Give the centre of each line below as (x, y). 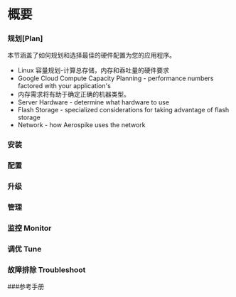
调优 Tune (25, 249)
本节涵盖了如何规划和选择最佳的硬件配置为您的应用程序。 (91, 55)
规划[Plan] (25, 38)
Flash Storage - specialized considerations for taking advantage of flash (123, 110)
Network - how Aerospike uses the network (81, 125)
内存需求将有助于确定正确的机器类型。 (74, 94)
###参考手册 (26, 287)
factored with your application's (64, 86)
